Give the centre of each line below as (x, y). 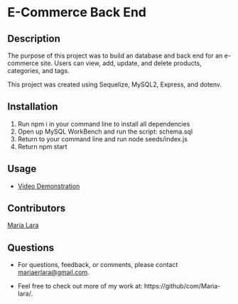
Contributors (37, 208)
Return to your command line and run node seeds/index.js (103, 139)
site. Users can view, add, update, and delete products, (121, 63)
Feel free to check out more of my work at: (80, 286)
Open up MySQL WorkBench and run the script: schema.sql (105, 131)
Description (34, 39)
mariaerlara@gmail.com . (54, 272)
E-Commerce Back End (77, 12)
